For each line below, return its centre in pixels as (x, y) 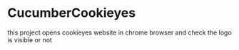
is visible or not (30, 39)
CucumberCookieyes (72, 13)
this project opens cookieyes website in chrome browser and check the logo (119, 32)
